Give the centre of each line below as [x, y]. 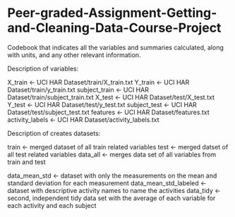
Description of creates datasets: [54, 133]
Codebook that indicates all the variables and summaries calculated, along [115, 47]
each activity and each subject [52, 205]
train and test [26, 162]
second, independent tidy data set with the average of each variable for [112, 198]
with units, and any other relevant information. [74, 55]
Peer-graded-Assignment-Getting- [112, 13]
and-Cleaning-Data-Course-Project [114, 28]
